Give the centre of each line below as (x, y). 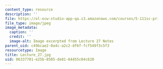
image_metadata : (21, 28)
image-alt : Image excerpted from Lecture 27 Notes (62, 41)
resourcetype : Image (26, 50)
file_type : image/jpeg (28, 23)
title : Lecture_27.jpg (28, 55)
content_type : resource (29, 9)
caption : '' (22, 32)
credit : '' (20, 37)
